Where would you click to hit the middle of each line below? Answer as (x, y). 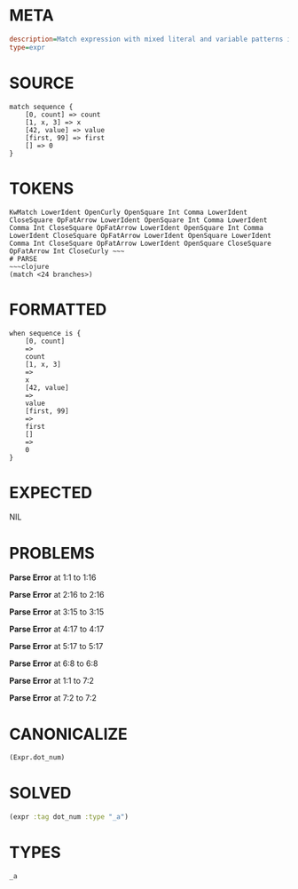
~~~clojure (29, 266)
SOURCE (42, 83)
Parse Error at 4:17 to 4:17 (57, 629)
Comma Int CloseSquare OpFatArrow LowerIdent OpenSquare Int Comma (137, 227)
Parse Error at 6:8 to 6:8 (54, 663)
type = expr (27, 47)
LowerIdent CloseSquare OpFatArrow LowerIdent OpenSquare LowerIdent (141, 235)
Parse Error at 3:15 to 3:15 (57, 612)
